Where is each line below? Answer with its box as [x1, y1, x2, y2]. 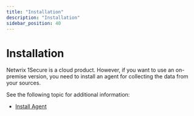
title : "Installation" [6, 9, 64, 15]
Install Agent [15, 103, 47, 110]
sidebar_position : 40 [6, 20, 61, 26]
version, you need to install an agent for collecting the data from [27, 73, 189, 80]
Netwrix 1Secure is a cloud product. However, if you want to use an [6, 66, 175, 73]
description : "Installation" [6, 15, 80, 21]
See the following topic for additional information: [6, 91, 130, 98]
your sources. [6, 80, 41, 87]
